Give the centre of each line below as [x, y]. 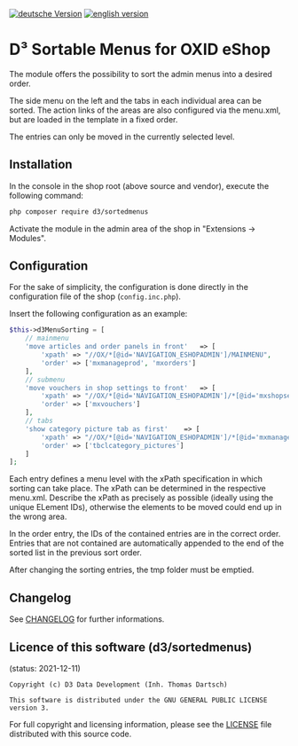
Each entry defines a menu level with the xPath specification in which [136, 479]
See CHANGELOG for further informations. [87, 619]
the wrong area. [38, 517]
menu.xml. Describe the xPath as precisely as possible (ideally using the [141, 498]
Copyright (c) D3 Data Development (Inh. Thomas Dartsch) [118, 684]
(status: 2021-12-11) [45, 668]
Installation [41, 165]
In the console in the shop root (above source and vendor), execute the [139, 185]
